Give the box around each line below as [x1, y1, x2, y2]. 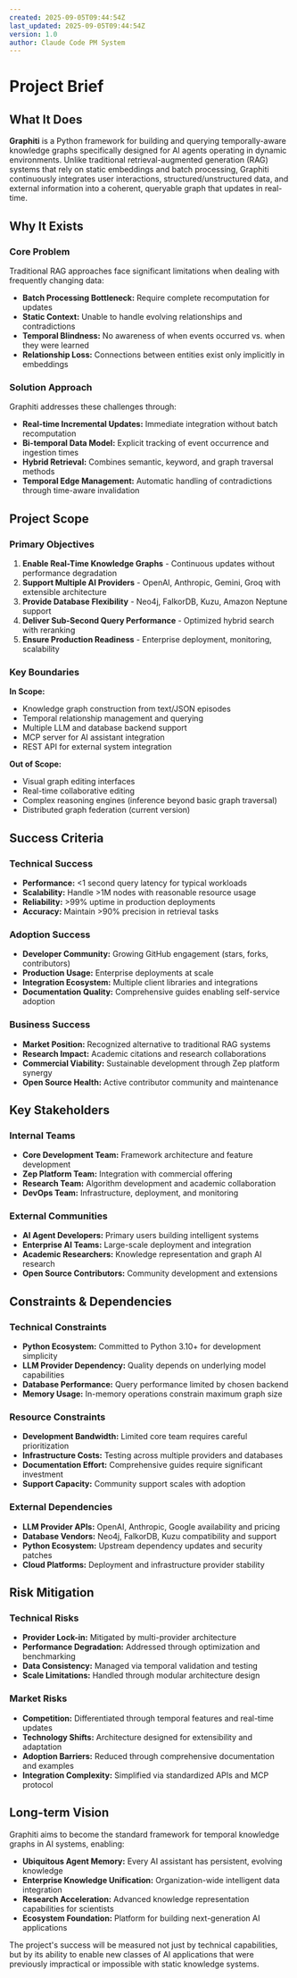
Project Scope [9, 511, 89, 526]
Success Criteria [9, 830, 104, 845]
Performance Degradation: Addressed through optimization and [21, 1641, 260, 1653]
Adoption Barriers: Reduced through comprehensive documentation [21, 1750, 275, 1761]
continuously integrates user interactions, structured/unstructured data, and [9, 173, 289, 184]
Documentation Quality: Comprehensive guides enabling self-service [21, 986, 281, 997]
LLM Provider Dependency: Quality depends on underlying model [21, 1360, 266, 1371]
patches [21, 1549, 53, 1560]
